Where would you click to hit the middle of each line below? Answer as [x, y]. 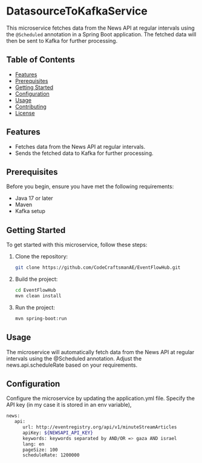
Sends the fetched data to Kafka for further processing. [84, 153]
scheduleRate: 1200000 [51, 455]
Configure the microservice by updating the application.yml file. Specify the [101, 398]
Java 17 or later [34, 199]
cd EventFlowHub [35, 291]
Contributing [31, 107]
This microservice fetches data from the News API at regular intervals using [100, 28]
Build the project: [36, 279]
